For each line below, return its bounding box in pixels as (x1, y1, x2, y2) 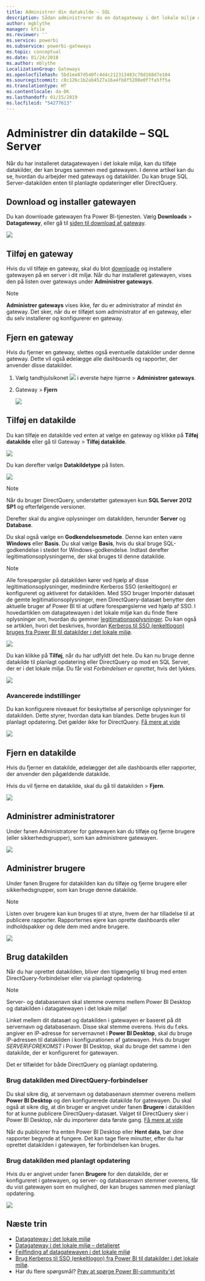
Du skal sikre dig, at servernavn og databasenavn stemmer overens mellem (6, 1090, 196, 1097)
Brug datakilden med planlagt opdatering (6, 1156, 131, 1165)
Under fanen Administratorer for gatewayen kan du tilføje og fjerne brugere (6, 827, 195, 835)
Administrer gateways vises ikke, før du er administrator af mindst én (6, 302, 182, 309)
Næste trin (6, 1219, 48, 1230)
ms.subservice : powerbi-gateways (6, 43, 92, 50)
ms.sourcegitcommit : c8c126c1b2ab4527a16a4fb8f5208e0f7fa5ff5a (6, 77, 171, 83)
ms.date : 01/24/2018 (6, 54, 59, 61)
